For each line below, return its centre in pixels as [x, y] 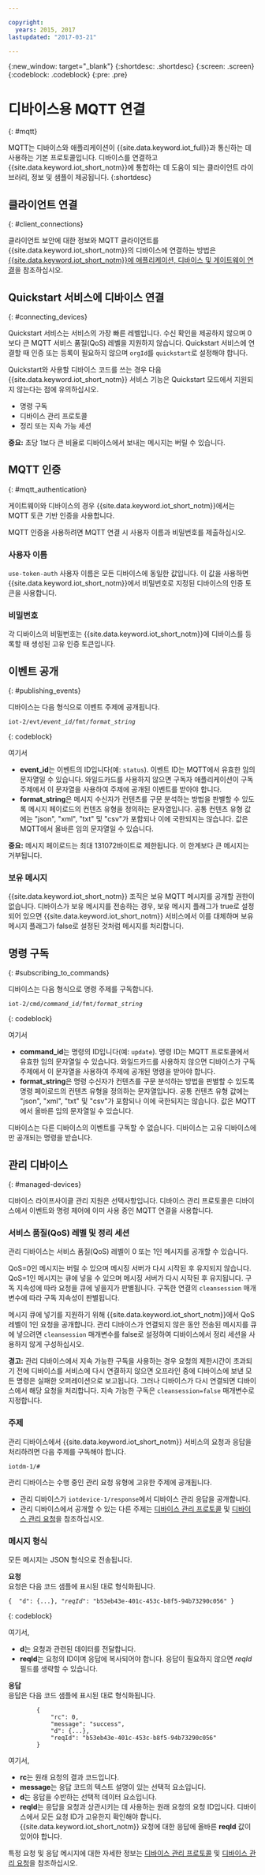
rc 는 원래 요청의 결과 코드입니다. [69, 1777]
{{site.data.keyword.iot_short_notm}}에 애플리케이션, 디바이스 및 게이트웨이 [127, 260]
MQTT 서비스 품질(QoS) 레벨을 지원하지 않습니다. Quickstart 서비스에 [139, 342]
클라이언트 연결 [43, 205]
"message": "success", [88, 1724]
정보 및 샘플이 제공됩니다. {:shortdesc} [91, 178]
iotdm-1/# [24, 1466]
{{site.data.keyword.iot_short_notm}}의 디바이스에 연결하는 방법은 [112, 250]
